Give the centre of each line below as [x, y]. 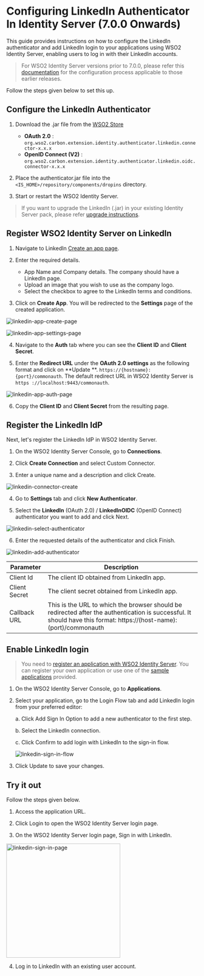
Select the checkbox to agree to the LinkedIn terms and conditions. [108, 291]
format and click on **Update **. [56, 369]
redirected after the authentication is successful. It [119, 613]
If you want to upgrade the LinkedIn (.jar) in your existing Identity [102, 207]
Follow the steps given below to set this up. [60, 90]
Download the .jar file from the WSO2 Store [69, 124]
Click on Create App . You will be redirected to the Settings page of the [104, 303]
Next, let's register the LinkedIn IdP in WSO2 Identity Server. [82, 440]
